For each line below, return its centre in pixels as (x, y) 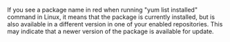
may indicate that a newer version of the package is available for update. (111, 31)
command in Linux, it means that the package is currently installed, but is (111, 17)
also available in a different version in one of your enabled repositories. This (115, 24)
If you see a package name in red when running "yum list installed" (103, 10)
